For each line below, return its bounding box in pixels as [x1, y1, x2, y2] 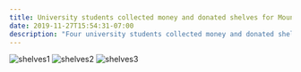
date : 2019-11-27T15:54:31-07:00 [9, 21, 134, 30]
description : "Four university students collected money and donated [9, 29, 275, 38]
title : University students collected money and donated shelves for [9, 12, 275, 22]
